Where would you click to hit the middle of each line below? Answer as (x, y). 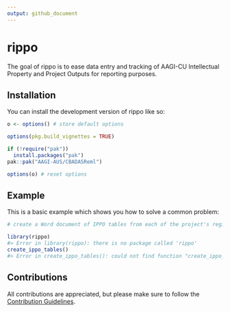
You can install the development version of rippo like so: (86, 112)
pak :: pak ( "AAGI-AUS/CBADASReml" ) (55, 162)
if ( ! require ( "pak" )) (38, 149)
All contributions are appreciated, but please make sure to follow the (103, 294)
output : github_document (42, 13)
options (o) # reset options (47, 174)
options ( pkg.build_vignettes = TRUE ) (61, 137)
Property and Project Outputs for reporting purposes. (82, 73)
